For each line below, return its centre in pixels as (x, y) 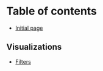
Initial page (29, 28)
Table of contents (52, 11)
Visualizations (34, 47)
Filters (23, 61)
